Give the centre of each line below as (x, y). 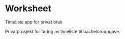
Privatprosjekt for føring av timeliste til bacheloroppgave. (63, 31)
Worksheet (28, 9)
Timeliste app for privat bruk (34, 22)
